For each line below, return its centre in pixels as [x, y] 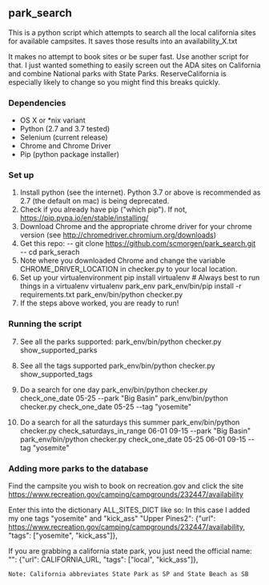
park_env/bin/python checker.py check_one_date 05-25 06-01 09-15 [133, 439]
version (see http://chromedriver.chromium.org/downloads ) [118, 235]
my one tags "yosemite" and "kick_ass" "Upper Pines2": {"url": [112, 518]
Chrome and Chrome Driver [65, 146]
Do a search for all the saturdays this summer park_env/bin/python [130, 422]
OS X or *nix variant [52, 120]
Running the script [45, 324]
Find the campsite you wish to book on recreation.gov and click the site [126, 486]
